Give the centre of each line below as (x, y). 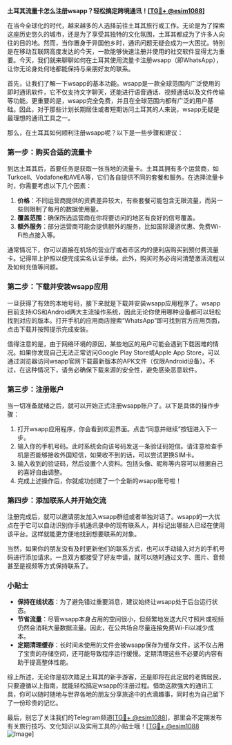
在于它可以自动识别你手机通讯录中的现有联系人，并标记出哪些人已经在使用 (119, 525)
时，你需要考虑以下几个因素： (49, 186)
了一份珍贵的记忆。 (35, 703)
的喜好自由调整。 (41, 472)
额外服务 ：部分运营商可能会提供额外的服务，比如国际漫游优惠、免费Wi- (119, 227)
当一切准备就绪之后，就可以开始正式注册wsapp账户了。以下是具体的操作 (110, 405)
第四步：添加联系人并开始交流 (57, 500)
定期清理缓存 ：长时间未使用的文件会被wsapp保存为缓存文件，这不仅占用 (120, 645)
